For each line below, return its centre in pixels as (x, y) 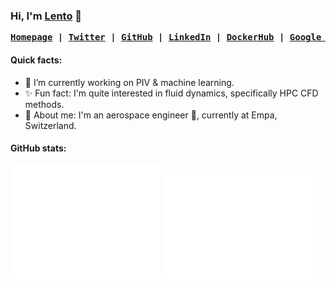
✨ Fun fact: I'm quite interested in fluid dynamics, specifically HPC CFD (171, 93)
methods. (44, 104)
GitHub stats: (38, 148)
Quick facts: (36, 60)
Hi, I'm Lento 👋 (46, 16)
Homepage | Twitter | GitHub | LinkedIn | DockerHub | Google (166, 37)
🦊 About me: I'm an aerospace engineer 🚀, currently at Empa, (151, 115)
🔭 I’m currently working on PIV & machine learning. (129, 82)
